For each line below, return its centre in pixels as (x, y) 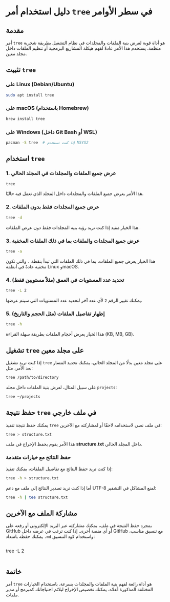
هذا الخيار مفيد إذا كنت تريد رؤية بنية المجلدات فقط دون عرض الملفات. (73, 227)
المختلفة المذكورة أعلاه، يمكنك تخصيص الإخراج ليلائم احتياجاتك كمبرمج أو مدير (79, 589)
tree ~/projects (23, 396)
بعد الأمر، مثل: (19, 368)
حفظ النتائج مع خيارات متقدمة (38, 457)
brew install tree (25, 119)
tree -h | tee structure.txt (37, 497)
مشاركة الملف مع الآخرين (41, 513)
